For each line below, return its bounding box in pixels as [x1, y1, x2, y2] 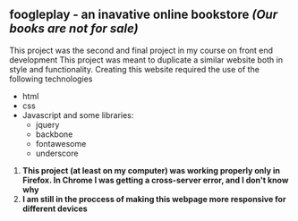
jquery [35, 119, 60, 130]
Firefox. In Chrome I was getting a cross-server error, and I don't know [21, 174, 289, 185]
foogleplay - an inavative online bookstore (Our [9, 7, 278, 22]
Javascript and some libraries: [21, 109, 134, 120]
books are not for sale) [9, 21, 139, 37]
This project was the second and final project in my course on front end [9, 45, 274, 55]
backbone [35, 129, 73, 140]
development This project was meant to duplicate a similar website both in [9, 54, 284, 65]
